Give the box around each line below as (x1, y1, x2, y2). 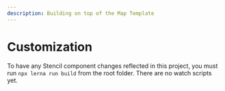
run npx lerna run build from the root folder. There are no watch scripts (7, 69, 212, 77)
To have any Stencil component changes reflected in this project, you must (7, 62, 218, 70)
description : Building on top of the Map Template (7, 10, 155, 17)
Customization (7, 39, 92, 54)
